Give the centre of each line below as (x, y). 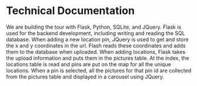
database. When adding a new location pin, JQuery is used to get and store (98, 39)
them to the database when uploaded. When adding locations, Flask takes (96, 51)
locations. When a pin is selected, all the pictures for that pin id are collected (99, 70)
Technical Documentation (71, 11)
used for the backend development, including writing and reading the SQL (96, 33)
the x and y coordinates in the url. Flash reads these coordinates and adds (96, 46)
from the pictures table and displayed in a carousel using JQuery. (85, 77)
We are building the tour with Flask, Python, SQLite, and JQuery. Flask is (94, 27)
